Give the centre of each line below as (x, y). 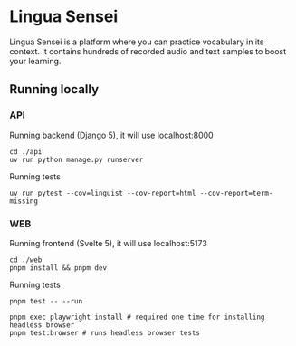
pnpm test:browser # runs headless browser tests (105, 332)
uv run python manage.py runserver (76, 159)
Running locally (54, 89)
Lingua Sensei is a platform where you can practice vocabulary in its (137, 42)
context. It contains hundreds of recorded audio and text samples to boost (148, 51)
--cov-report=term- (236, 193)
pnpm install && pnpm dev (58, 268)
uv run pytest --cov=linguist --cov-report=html (103, 193)
